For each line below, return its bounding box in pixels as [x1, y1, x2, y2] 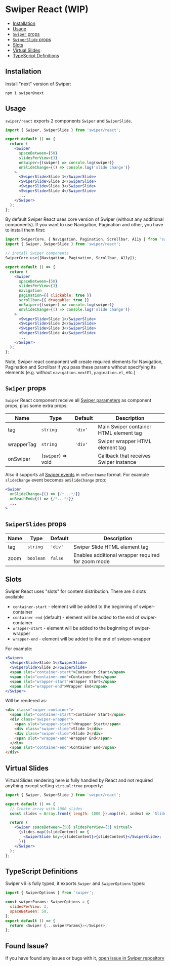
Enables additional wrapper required [73, 551, 160, 558]
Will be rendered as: [5, 698, 47, 704]
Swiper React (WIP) [5, 4, 89, 15]
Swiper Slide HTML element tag [73, 543, 149, 550]
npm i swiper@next [5, 90, 44, 96]
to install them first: [5, 227, 46, 233]
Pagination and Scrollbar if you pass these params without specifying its [5, 364, 156, 370]
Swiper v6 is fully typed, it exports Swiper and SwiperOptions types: [5, 880, 146, 887]
